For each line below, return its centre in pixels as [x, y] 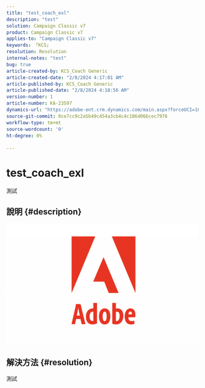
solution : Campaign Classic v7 [46, 26]
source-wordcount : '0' [35, 129]
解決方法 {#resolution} [49, 363]
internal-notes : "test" [37, 58]
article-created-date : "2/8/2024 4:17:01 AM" [65, 77]
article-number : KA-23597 [39, 103]
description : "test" [33, 19]
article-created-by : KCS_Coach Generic [57, 71]
